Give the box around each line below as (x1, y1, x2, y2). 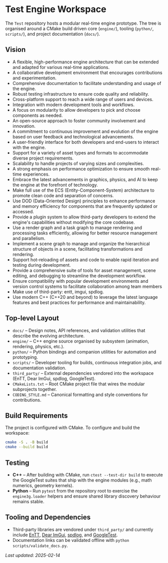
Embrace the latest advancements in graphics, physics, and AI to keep (12, 176, 158, 182)
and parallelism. (12, 235, 46, 241)
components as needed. (12, 112, 63, 118)
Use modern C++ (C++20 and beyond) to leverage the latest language (12, 294, 158, 300)
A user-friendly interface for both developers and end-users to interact (12, 139, 159, 145)
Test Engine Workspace (5, 4, 107, 15)
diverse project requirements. (12, 155, 74, 161)
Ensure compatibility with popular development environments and (12, 278, 148, 284)
